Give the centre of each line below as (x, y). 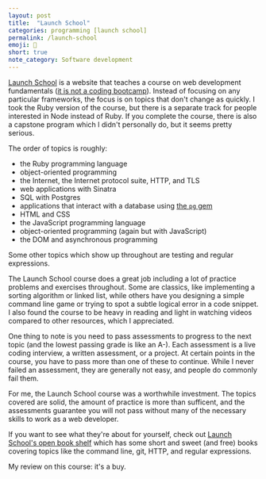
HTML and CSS (45, 214)
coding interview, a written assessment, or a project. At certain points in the (132, 353)
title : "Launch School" (49, 23)
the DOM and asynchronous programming (89, 239)
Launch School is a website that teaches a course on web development (125, 82)
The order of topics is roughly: (58, 148)
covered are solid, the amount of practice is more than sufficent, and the (127, 402)
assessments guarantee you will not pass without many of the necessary (127, 410)
